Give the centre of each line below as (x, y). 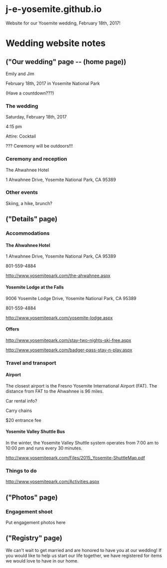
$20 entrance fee (23, 420)
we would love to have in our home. (42, 560)
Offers (12, 329)
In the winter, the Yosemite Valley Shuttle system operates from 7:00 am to (82, 443)
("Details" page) (32, 219)
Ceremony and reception (36, 159)
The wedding (22, 106)
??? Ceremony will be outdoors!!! (39, 146)
